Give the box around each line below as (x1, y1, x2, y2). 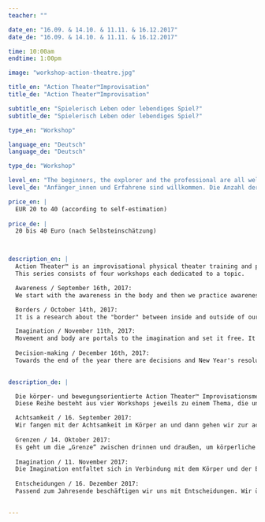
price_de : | (8, 220, 47, 228)
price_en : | (8, 198, 47, 206)
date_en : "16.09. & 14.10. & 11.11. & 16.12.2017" (8, 25, 178, 34)
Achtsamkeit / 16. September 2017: (15, 414, 132, 422)
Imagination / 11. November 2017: (15, 458, 129, 466)
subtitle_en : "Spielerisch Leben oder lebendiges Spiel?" (8, 104, 203, 113)
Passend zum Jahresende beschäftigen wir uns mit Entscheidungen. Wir (15, 487, 252, 495)
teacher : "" (8, 11, 47, 20)
